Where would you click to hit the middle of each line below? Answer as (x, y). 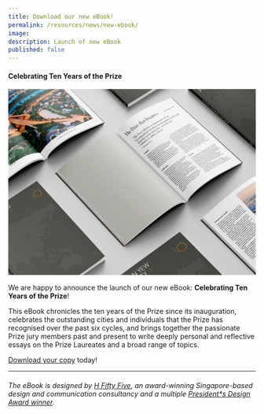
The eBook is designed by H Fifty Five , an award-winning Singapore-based (130, 385)
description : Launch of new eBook (65, 42)
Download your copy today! (53, 360)
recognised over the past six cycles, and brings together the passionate (124, 328)
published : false (37, 50)
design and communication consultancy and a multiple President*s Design (130, 394)
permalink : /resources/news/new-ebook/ (73, 25)
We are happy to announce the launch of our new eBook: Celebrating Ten (128, 288)
